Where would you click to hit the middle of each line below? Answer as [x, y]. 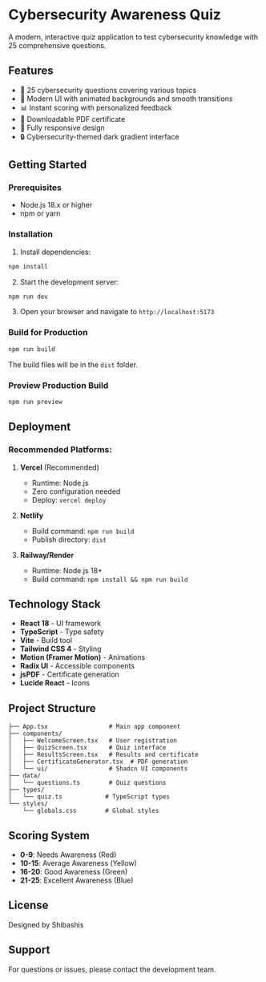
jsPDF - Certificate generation [70, 674]
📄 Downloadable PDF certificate [73, 119]
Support [29, 950]
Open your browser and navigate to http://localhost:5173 [117, 312]
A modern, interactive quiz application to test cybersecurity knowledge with [133, 37]
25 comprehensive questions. [57, 45]
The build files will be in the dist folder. [73, 364]
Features [31, 71]
